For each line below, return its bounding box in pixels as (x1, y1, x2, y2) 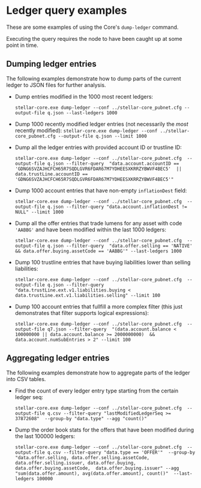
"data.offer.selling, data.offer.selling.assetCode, (14, 454, 150, 460)
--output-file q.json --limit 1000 (58, 133, 147, 139)
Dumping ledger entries (6, 59, 97, 69)
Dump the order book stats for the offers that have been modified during (14, 426, 194, 433)
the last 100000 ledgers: (14, 432, 76, 439)
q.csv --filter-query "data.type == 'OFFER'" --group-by (47, 449, 196, 456)
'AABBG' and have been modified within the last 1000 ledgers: (14, 226, 167, 233)
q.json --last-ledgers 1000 (47, 109, 118, 116)
